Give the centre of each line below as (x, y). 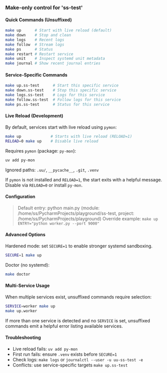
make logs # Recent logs (35, 40)
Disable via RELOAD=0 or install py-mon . (44, 185)
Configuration (20, 197)
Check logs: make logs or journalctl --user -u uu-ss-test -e (78, 359)
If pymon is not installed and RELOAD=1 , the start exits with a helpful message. (84, 179)
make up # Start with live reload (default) (59, 30)
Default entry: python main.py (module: (58, 208)
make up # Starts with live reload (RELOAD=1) (69, 136)
